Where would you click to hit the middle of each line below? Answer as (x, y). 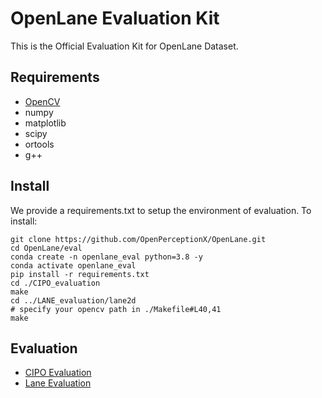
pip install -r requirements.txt (80, 274)
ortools (39, 144)
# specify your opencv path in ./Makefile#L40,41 (116, 309)
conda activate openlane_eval (73, 265)
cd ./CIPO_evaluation (55, 283)
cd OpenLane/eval (46, 248)
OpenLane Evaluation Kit (115, 18)
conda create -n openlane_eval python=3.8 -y (106, 257)
